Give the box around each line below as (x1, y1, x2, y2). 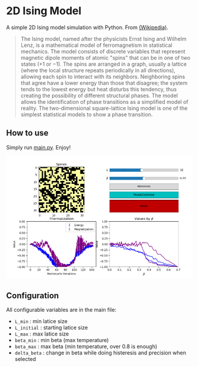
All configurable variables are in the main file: (6, 307, 117, 314)
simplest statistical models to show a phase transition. (20, 111, 153, 118)
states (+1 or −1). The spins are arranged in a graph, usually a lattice (20, 60, 187, 68)
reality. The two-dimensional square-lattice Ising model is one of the (20, 104, 188, 111)
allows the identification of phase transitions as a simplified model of (20, 98, 189, 105)
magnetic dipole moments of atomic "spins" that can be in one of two (20, 54, 191, 61)
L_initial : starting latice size (14, 324, 88, 331)
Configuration (6, 291, 59, 301)
